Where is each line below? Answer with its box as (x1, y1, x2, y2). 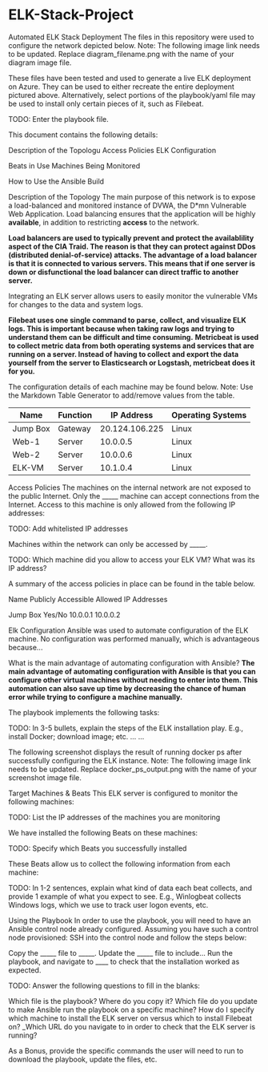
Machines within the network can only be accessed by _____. (8, 539, 208, 548)
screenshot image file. (8, 772, 82, 783)
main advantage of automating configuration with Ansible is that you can (8, 666, 256, 676)
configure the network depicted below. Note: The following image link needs (8, 40, 260, 50)
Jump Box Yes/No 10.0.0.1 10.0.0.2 (8, 609, 121, 619)
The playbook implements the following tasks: (8, 707, 160, 717)
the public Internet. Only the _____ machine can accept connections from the (8, 491, 260, 500)
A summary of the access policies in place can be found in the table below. (8, 579, 256, 589)
